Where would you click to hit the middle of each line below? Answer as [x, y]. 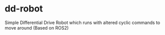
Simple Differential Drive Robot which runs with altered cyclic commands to [82, 22]
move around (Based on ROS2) [37, 27]
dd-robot [24, 9]
